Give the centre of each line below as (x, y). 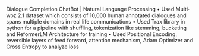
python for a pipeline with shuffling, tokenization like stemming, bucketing (97, 28)
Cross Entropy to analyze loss (42, 47)
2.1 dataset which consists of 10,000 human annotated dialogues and (102, 15)
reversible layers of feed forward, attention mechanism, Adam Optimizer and (100, 40)
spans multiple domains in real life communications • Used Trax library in (96, 22)
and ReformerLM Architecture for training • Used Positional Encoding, (91, 34)
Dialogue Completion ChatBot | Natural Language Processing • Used (90, 9)
